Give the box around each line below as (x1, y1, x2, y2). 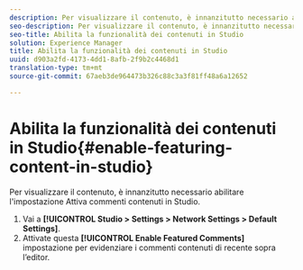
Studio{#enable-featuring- (26, 137, 233, 157)
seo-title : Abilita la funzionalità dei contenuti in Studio (9, 30, 244, 39)
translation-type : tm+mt (9, 64, 103, 73)
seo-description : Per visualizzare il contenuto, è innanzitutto (9, 22, 260, 31)
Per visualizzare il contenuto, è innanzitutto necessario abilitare (9, 186, 244, 197)
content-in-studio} (9, 157, 153, 176)
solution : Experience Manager (9, 38, 124, 48)
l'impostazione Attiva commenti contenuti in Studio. (9, 195, 201, 207)
